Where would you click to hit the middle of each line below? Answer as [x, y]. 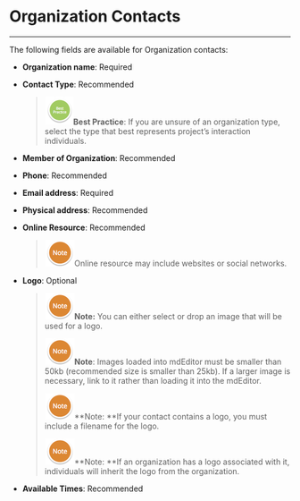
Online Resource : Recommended [83, 227]
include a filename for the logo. [102, 426]
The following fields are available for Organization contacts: [119, 49]
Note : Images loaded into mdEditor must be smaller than [178, 361]
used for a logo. [73, 326]
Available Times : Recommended [83, 488]
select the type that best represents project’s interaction [148, 131]
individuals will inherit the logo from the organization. [142, 471]
